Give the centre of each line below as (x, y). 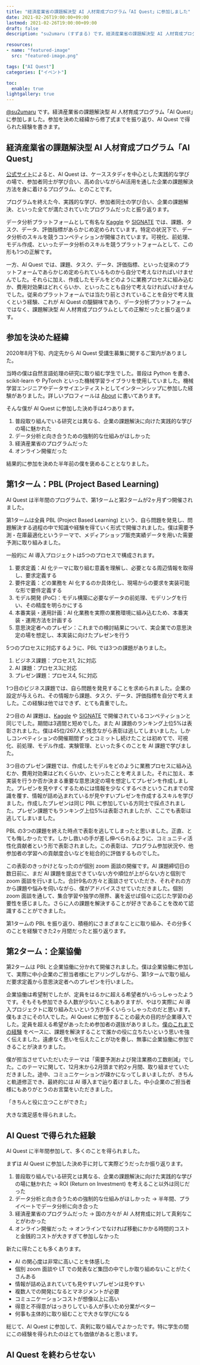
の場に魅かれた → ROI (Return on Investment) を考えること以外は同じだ (102, 1184)
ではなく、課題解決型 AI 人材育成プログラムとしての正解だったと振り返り (96, 309)
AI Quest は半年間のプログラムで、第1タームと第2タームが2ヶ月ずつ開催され (100, 500)
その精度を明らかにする (54, 605)
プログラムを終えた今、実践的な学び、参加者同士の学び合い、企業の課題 (95, 201)
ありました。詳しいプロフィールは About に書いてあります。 (90, 396)
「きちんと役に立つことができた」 (48, 1102)
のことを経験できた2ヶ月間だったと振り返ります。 (68, 931)
